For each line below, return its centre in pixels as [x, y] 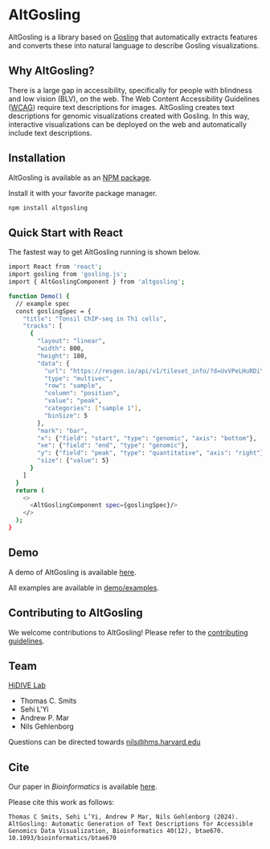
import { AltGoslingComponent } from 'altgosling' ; [96, 282]
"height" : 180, [63, 356]
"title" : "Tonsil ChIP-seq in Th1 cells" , [95, 319]
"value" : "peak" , [73, 401]
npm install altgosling [48, 208]
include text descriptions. [50, 133]
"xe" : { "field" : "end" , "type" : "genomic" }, [113, 446]
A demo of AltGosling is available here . [72, 572]
